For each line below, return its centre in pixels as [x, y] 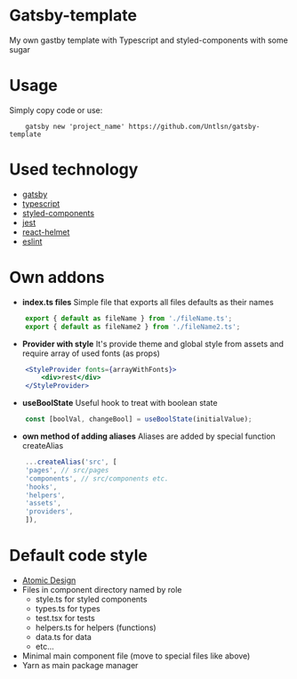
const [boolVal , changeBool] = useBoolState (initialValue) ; [139, 419]
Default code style [79, 556]
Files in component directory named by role [102, 589]
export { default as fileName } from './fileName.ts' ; [129, 318]
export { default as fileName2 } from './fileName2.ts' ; [133, 327]
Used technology [74, 170]
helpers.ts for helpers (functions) [96, 627]
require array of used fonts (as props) [91, 353]
